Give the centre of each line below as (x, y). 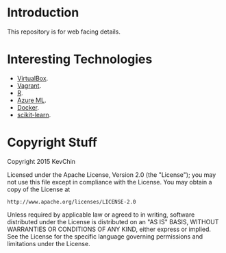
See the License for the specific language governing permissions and (105, 236)
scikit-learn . (34, 115)
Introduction (43, 13)
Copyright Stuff (52, 143)
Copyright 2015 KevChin (41, 161)
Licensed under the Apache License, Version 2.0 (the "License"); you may (112, 174)
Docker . (28, 107)
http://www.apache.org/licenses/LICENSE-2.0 (72, 202)
